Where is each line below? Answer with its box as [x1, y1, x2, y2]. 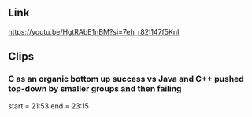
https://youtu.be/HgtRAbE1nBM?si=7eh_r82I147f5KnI [8, 27, 180, 36]
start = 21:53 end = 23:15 [8, 101, 89, 111]
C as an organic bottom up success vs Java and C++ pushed [8, 74, 244, 85]
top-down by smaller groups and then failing [8, 83, 182, 94]
